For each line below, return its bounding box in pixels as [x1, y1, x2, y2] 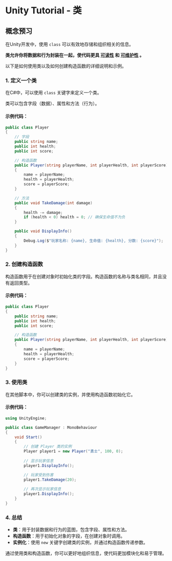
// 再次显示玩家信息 [24, 487, 61, 492]
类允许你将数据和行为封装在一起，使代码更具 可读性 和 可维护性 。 [5, 52, 144, 58]
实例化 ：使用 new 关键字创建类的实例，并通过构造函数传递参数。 [12, 540, 148, 546]
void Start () [14, 435, 42, 440]
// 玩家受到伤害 [24, 472, 54, 478]
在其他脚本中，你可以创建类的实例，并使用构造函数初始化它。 [5, 391, 136, 397]
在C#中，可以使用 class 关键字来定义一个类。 [5, 90, 102, 96]
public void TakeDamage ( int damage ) [14, 200, 93, 205]
